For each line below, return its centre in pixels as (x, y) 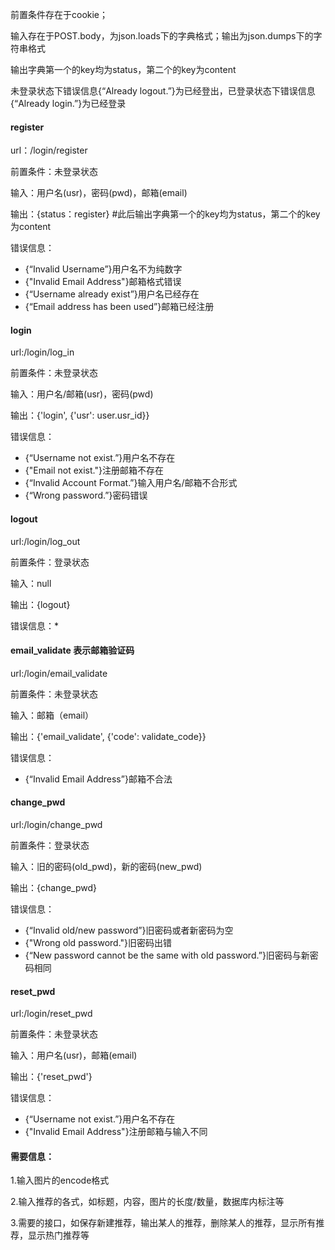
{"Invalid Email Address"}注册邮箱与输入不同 (116, 1132)
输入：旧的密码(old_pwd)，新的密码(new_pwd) (106, 867)
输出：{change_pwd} (54, 888)
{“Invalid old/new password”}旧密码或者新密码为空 (129, 930)
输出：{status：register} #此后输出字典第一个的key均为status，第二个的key (165, 214)
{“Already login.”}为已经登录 (68, 103)
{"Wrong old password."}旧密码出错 (98, 943)
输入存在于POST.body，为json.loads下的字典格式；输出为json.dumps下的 (162, 36)
